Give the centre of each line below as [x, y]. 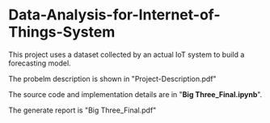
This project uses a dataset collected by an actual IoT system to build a [127, 54]
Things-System [62, 32]
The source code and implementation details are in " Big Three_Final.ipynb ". [135, 94]
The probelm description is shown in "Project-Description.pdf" [112, 78]
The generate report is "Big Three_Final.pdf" [82, 110]
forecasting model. [40, 63]
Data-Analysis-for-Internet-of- [114, 15]
